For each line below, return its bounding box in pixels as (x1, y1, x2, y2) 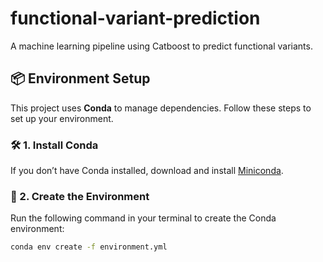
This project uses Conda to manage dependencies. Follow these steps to (10, 102, 312, 114)
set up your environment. (10, 112, 114, 124)
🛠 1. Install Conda (10, 138, 99, 152)
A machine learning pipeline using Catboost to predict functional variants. (10, 40, 313, 52)
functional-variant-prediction (10, 7, 261, 30)
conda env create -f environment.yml (10, 242, 168, 252)
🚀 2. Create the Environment (10, 189, 150, 203)
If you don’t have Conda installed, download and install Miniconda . (10, 165, 284, 177)
